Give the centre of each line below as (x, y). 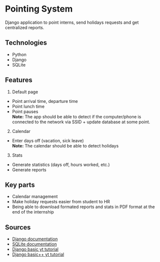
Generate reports (29, 170)
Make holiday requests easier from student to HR (61, 202)
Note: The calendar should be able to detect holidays (65, 146)
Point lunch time (28, 106)
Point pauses (25, 111)
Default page (25, 92)
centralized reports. (25, 27)
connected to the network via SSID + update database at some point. (81, 122)
